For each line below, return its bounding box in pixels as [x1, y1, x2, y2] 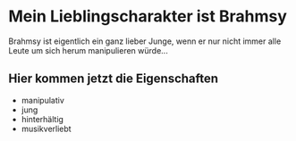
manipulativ [21, 95, 64, 105]
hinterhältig [21, 113, 64, 124]
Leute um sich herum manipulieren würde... [8, 45, 169, 55]
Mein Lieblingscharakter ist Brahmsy [8, 6, 287, 27]
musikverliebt [21, 123, 72, 134]
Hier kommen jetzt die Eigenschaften [8, 71, 219, 87]
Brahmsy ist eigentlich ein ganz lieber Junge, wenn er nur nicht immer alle [8, 36, 282, 46]
